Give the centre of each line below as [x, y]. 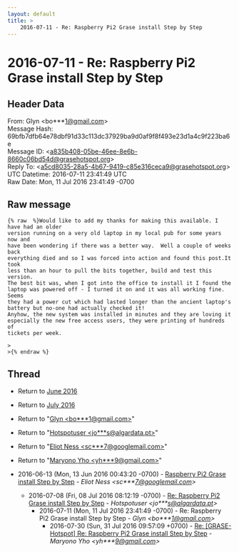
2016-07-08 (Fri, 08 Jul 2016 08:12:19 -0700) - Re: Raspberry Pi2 [124, 496]
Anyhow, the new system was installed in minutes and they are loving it [119, 315]
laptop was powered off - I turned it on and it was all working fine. [116, 290]
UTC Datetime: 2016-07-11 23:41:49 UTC [67, 174]
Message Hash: [30, 129]
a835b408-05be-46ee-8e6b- [93, 151]
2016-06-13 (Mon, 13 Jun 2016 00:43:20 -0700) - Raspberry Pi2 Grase [122, 474]
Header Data [36, 104]
